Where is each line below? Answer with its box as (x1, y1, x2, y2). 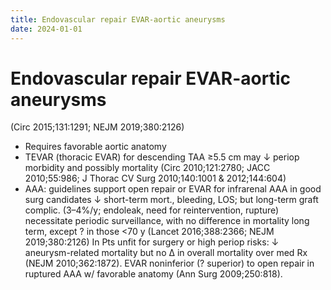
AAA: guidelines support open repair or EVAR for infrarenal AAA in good (24, 183, 322, 195)
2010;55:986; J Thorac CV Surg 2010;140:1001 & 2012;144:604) (24, 172, 287, 185)
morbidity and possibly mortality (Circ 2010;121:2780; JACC (24, 162, 271, 174)
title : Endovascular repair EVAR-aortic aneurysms (10, 14, 226, 25)
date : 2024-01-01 (10, 24, 83, 34)
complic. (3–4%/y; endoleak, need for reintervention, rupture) (24, 204, 280, 216)
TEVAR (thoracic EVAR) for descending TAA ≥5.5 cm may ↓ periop (24, 151, 300, 163)
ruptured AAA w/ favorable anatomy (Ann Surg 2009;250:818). (24, 268, 283, 280)
